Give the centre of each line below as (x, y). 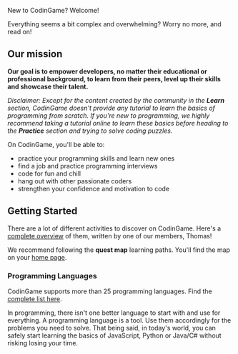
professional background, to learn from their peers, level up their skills (114, 79)
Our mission (35, 54)
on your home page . (37, 257)
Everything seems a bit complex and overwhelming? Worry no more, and (114, 24)
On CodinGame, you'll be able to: (56, 144)
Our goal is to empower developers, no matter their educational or (107, 71)
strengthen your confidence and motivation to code (94, 188)
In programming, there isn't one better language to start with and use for (114, 313)
